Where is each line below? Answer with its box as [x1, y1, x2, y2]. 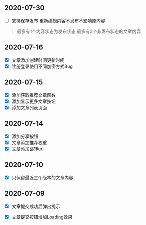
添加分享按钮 [11, 133, 38, 139]
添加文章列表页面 [11, 104, 47, 110]
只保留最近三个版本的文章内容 [11, 174, 73, 180]
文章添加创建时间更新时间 [11, 57, 65, 63]
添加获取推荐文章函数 [11, 92, 56, 98]
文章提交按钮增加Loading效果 [11, 214, 73, 220]
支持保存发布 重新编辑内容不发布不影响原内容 [11, 17, 105, 24]
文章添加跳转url [11, 146, 44, 152]
